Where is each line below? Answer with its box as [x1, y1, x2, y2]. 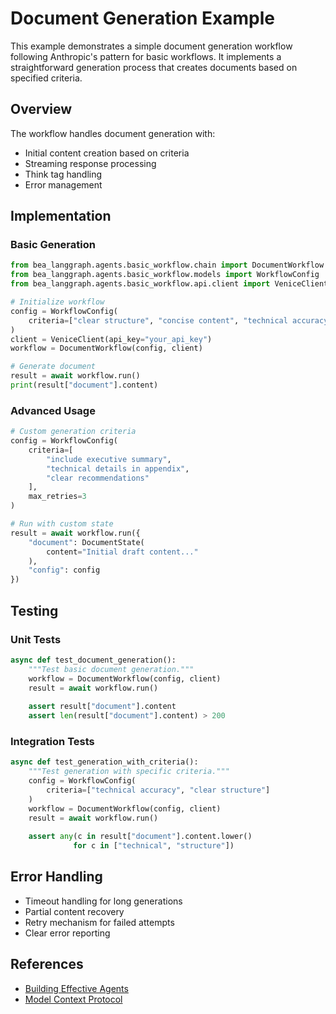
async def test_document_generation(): [10, 655, 177, 665]
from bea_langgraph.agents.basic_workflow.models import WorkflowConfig [10, 270, 320, 280]
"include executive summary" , [46, 454, 172, 464]
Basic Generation [10, 238, 96, 252]
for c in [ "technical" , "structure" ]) [73, 841, 235, 851]
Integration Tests [10, 734, 95, 748]
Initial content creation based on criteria [24, 147, 190, 159]
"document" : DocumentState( [28, 537, 145, 547]
